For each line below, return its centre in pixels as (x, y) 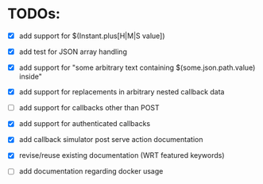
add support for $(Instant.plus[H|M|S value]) (92, 36)
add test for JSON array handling (73, 52)
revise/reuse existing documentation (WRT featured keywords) (122, 155)
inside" (31, 77)
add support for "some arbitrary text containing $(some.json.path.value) (137, 67)
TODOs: (34, 14)
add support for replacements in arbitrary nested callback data (122, 92)
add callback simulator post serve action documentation (111, 140)
